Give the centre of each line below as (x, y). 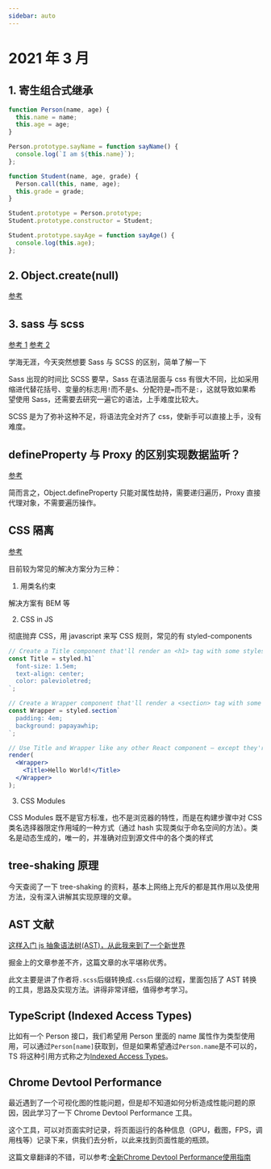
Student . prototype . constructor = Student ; (81, 221)
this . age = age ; (43, 125)
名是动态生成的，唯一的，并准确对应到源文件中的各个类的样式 (111, 837)
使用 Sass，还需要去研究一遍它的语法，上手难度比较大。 (109, 400)
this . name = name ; (47, 117)
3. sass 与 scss (46, 324)
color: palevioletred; (54, 681)
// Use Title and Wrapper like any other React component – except (124, 748)
